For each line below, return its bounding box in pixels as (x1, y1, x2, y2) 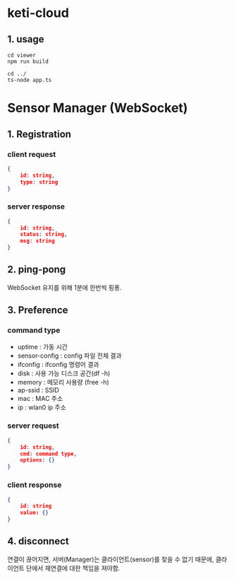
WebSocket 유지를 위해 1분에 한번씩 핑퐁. (7, 283, 122, 291)
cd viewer (7, 52, 37, 59)
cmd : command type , (20, 450, 78, 457)
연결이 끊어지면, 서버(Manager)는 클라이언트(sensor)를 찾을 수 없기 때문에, (7, 555, 214, 563)
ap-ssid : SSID (17, 385, 60, 394)
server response (7, 201, 66, 211)
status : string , (20, 231, 68, 238)
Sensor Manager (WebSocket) (7, 100, 188, 116)
